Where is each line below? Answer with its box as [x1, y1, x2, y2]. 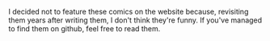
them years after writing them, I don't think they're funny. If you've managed [8, 15, 263, 25]
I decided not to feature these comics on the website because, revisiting [8, 7, 249, 16]
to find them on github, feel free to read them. [8, 24, 161, 33]
